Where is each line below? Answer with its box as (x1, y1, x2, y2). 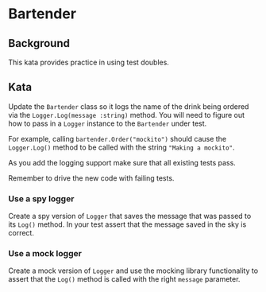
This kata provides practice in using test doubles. (8, 57, 169, 67)
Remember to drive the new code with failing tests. (8, 173, 175, 183)
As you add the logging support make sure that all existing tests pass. (8, 158, 236, 167)
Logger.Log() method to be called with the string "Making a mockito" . (8, 142, 235, 152)
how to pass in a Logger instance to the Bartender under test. (8, 119, 207, 128)
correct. (8, 228, 34, 238)
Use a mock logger (8, 248, 82, 259)
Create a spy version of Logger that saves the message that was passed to (8, 212, 252, 221)
